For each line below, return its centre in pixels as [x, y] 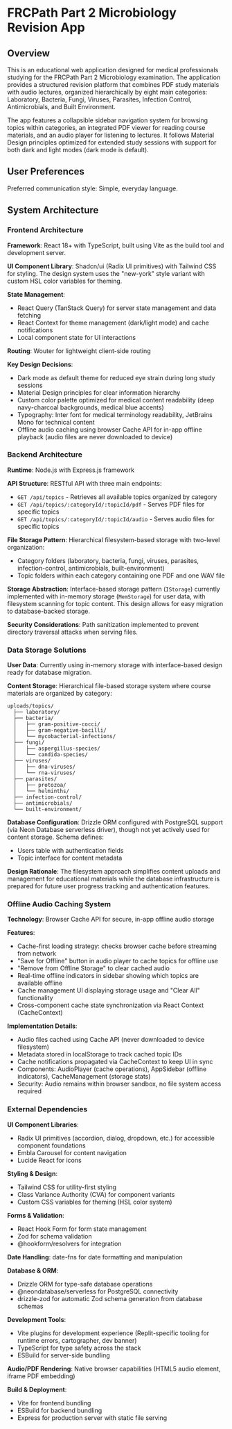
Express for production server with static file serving [92, 1418]
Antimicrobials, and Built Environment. [61, 107]
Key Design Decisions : [40, 364]
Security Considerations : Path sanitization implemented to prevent [103, 624]
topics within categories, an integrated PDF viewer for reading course [106, 128]
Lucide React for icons [49, 1160]
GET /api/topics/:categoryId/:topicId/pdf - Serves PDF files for [111, 504]
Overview [29, 53]
